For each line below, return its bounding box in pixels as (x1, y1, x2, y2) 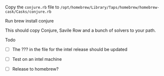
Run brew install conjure (5, 18, 54, 24)
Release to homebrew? (12, 66, 59, 72)
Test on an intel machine (12, 56, 62, 62)
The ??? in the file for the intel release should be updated (12, 47, 128, 52)
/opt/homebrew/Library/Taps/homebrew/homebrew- (60, 5, 160, 10)
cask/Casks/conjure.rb (5, 9, 52, 14)
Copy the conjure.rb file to (5, 4, 60, 10)
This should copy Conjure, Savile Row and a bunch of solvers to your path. (5, 27, 156, 33)
